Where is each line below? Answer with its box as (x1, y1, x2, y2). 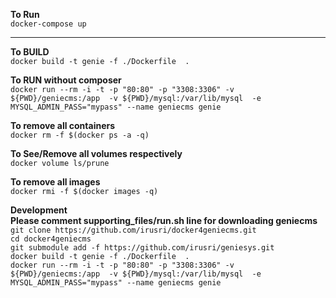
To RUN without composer (10, 74, 122, 86)
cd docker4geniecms (10, 234, 92, 244)
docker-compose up (10, 19, 87, 29)
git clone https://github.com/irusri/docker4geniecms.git (10, 225, 257, 235)
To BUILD (10, 46, 50, 58)
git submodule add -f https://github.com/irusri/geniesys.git (10, 243, 275, 253)
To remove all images (10, 176, 101, 188)
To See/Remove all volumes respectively (10, 148, 183, 159)
